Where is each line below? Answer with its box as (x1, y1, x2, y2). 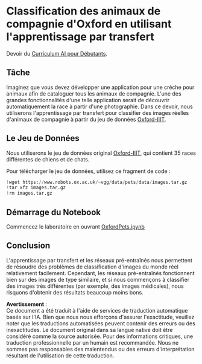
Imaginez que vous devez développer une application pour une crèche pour (6, 83, 195, 91)
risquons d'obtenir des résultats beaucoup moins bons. (6, 288, 144, 296)
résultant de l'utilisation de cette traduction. (6, 352, 115, 359)
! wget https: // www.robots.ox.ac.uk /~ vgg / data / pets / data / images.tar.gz (6, 179, 188, 185)
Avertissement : (6, 301, 47, 308)
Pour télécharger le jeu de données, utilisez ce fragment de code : (6, 167, 171, 175)
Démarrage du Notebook (6, 207, 101, 217)
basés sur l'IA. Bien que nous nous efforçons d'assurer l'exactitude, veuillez (6, 313, 195, 320)
